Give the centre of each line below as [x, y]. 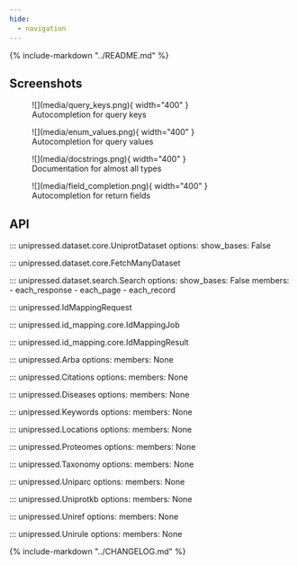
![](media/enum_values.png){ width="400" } [113, 132]
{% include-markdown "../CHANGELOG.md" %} [98, 552]
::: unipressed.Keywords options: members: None [101, 412]
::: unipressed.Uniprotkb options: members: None [101, 499]
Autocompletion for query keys [89, 115]
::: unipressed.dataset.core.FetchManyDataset [95, 263]
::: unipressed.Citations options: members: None [99, 377]
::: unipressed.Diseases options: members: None [99, 395]
